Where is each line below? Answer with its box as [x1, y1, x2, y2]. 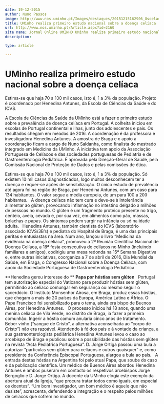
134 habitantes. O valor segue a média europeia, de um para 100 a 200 [5, 191, 147, 198]
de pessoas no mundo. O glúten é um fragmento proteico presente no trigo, [5, 207, 158, 213]
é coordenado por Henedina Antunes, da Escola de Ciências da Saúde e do [5, 100, 157, 106]
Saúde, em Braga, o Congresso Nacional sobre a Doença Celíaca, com [5, 259, 147, 265]
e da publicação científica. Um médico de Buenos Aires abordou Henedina [5, 362, 155, 368]
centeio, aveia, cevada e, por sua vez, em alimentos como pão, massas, [5, 213, 150, 218]
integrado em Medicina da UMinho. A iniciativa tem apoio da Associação [5, 146, 151, 152]
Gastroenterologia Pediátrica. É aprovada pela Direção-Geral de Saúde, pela [5, 156, 158, 162]
